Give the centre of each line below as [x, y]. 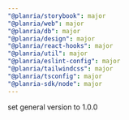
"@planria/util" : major [48, 54]
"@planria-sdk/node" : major [55, 84]
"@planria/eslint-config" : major [64, 62]
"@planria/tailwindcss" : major [60, 69]
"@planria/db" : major [44, 31]
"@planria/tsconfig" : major [55, 76]
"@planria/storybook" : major [57, 16]
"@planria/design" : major [51, 39]
